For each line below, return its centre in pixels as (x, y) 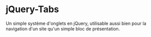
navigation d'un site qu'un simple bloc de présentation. (63, 28)
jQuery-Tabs (33, 9)
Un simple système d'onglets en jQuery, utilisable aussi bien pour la (76, 23)
